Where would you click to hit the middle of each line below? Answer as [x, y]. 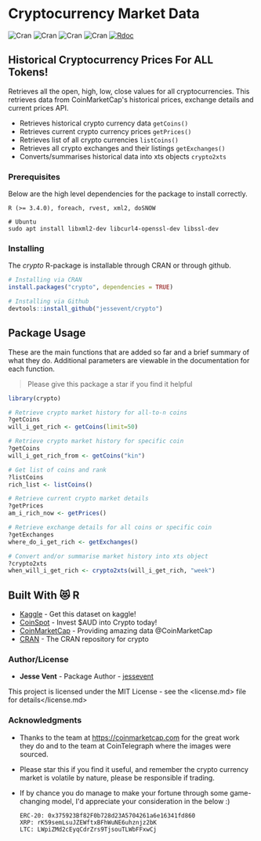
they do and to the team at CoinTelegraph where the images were [125, 745]
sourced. [34, 754]
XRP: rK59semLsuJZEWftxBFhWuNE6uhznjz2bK [88, 822]
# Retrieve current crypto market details [78, 499]
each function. [31, 369]
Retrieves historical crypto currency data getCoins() [104, 123]
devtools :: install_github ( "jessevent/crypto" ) [85, 308]
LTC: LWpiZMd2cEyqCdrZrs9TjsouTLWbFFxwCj [88, 829]
